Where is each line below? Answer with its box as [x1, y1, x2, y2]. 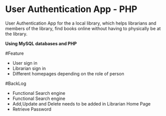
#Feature [5, 50, 24, 56]
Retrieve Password [12, 106, 52, 112]
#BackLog [5, 80, 27, 86]
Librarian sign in [12, 65, 46, 71]
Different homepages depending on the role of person [12, 70, 124, 76]
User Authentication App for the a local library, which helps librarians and [5, 20, 156, 26]
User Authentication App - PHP [5, 4, 137, 15]
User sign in [12, 60, 38, 66]
